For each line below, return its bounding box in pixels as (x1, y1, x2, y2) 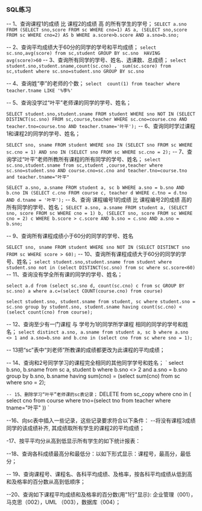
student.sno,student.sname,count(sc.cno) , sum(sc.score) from (6, 63, 171, 69)
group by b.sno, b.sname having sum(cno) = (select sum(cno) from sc (6, 373, 181, 380)
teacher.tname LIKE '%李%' (6, 88, 74, 94)
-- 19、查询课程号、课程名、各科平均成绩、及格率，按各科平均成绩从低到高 (6, 471, 193, 478)
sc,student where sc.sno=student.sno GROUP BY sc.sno (6, 68, 145, 75)
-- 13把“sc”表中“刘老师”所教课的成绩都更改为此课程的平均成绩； (6, 346, 165, 354)
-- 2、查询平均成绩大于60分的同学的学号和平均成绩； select (6, 43, 157, 51)
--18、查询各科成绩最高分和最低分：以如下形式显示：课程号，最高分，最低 (6, 450, 191, 457)
